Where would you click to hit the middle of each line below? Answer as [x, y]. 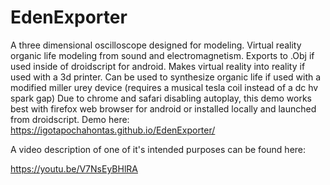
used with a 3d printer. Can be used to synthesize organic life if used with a [166, 77]
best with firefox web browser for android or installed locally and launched [163, 108]
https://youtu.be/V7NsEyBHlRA [74, 168]
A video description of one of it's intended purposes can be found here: [158, 149]
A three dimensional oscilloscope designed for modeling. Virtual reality [156, 45]
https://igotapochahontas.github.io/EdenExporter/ [113, 130]
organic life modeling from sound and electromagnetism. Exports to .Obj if [162, 55]
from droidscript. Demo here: [70, 119]
